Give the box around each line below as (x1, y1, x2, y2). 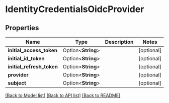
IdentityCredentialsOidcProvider (5, 4, 144, 15)
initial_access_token (8, 47, 58, 54)
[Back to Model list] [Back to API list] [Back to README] (5, 92, 121, 98)
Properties (5, 24, 39, 32)
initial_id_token (8, 55, 45, 62)
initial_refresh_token (8, 63, 58, 70)
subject (8, 79, 27, 86)
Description (105, 39, 134, 45)
